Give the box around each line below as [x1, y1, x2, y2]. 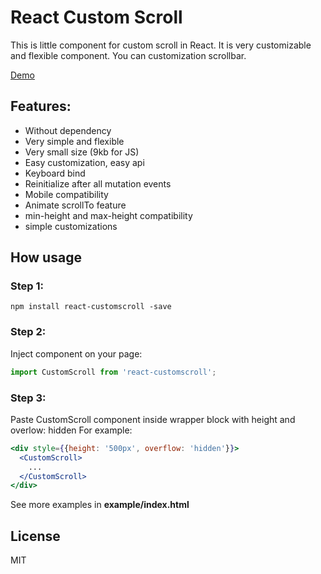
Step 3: [10, 391, 47, 405]
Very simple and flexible [24, 135, 125, 147]
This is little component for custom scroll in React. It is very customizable [10, 39, 312, 51]
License [10, 527, 61, 545]
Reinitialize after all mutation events [24, 177, 172, 190]
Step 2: [10, 325, 47, 339]
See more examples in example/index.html [10, 499, 190, 511]
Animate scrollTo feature [24, 199, 127, 211]
